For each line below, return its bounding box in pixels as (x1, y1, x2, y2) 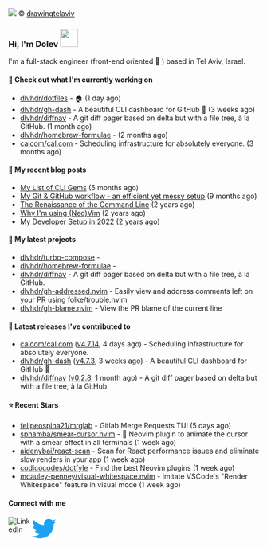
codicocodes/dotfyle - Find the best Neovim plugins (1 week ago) (19, 463, 235, 473)
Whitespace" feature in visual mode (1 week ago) (19, 480, 181, 490)
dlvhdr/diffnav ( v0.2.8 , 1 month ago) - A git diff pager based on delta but (19, 373, 257, 383)
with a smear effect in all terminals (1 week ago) (19, 438, 177, 447)
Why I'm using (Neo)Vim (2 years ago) (19, 208, 146, 217)
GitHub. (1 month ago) (19, 121, 92, 131)
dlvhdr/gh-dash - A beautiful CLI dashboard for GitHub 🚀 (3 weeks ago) (19, 104, 256, 114)
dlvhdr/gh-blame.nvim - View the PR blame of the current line (19, 303, 222, 313)
